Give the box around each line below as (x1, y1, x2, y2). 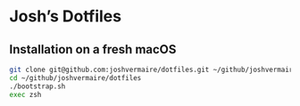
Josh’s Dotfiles (9, 6, 122, 27)
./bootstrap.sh (9, 82, 66, 91)
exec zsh (9, 90, 42, 99)
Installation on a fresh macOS (9, 42, 177, 57)
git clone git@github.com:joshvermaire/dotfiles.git (9, 65, 210, 74)
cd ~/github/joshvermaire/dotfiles (9, 73, 142, 82)
